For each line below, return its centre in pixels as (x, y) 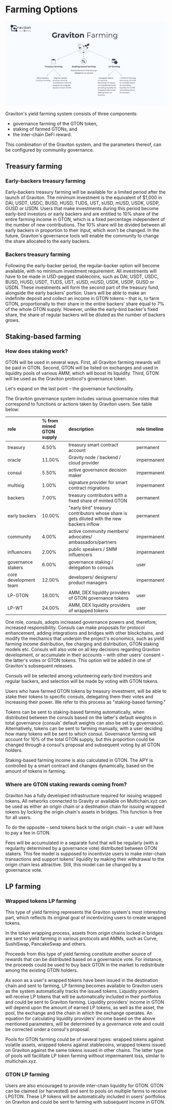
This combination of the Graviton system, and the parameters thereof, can (83, 144)
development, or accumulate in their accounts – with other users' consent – (85, 655)
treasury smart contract (93, 445)
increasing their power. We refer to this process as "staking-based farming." (86, 702)
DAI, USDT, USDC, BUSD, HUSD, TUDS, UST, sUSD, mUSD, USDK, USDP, (83, 203)
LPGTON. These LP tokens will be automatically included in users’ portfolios (85, 1097)
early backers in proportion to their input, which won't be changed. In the (82, 230)
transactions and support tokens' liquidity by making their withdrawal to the (85, 859)
